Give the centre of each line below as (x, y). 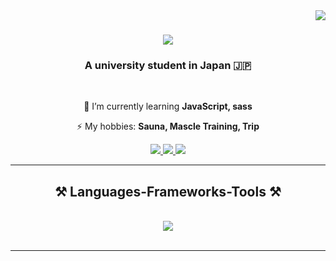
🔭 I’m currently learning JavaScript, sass (168, 106)
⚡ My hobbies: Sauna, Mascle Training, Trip (168, 126)
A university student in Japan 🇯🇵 (168, 66)
